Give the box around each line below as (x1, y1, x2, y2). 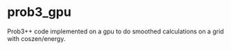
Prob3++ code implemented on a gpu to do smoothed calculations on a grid (7, 27, 224, 35)
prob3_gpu (7, 4, 71, 20)
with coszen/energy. (7, 34, 66, 42)
